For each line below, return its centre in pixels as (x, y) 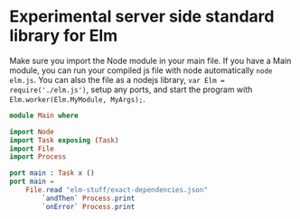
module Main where (44, 115)
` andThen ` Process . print (89, 198)
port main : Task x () (52, 173)
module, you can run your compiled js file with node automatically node (141, 70)
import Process (38, 157)
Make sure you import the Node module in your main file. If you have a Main (150, 60)
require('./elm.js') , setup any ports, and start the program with (131, 89)
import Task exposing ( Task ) (64, 140)
